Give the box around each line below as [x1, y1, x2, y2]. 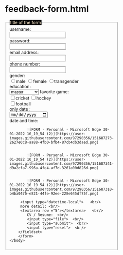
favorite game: [39, 89, 69, 95]
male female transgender [16, 78, 79, 84]
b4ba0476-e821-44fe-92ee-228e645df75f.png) [9, 191, 99, 196]
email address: [9, 49, 39, 55]
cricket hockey [15, 95, 52, 101]
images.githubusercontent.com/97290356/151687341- [9, 161, 114, 166]
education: [9, 83, 31, 89]
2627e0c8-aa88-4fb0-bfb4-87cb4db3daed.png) [9, 140, 99, 145]
